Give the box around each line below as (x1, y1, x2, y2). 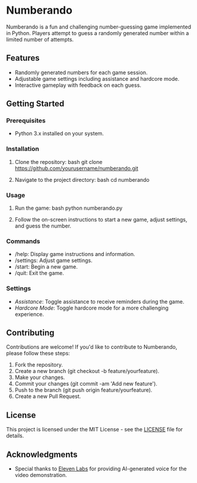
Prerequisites (6, 116, 46, 125)
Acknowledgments (6, 449, 78, 459)
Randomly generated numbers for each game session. (14, 69, 148, 76)
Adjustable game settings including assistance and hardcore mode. (14, 75, 180, 82)
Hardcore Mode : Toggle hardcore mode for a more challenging (14, 304, 169, 311)
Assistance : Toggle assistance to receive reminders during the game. (14, 298, 185, 305)
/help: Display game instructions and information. (14, 251, 135, 258)
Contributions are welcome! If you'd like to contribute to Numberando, (6, 343, 177, 351)
